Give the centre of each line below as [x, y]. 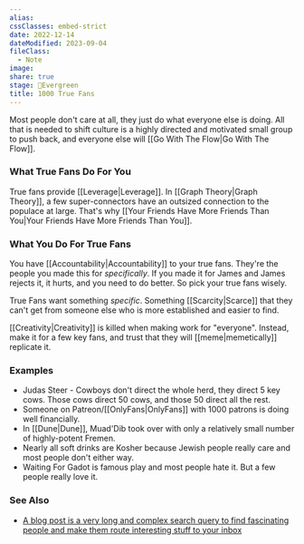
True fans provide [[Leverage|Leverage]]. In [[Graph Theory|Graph [133, 191]
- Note [30, 60]
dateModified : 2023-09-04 [58, 43]
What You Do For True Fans [70, 244]
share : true [32, 77]
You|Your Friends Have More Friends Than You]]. [101, 220]
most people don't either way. [78, 458]
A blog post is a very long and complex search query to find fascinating [156, 520]
